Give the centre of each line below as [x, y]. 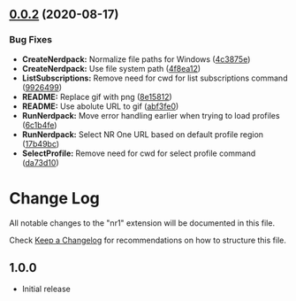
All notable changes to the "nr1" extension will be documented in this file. [142, 223]
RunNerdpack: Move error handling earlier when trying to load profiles [151, 115]
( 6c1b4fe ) [39, 125]
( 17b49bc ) [41, 143]
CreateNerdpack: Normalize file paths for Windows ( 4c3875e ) [136, 59]
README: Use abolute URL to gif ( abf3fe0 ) [100, 106]
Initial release [46, 289]
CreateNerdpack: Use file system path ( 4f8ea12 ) [111, 68]
